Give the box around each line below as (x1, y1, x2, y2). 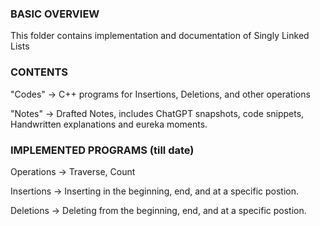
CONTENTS (10, 65, 69, 79)
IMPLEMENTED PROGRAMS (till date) (10, 143, 195, 157)
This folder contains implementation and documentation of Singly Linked (10, 30, 310, 42)
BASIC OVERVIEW (10, 7, 100, 21)
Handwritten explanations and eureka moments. (10, 118, 208, 130)
